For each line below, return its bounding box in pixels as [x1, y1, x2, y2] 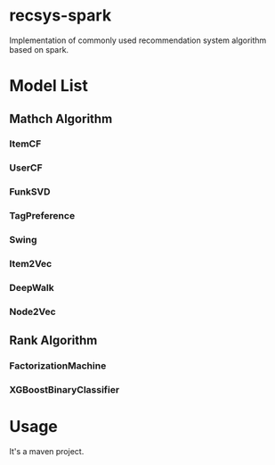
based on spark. [9, 44, 69, 54]
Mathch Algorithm [9, 111, 113, 126]
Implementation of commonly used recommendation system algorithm [9, 35, 267, 46]
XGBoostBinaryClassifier [9, 384, 120, 396]
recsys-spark [9, 5, 112, 26]
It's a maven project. [9, 446, 85, 457]
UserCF [9, 162, 43, 174]
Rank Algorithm [9, 333, 98, 348]
